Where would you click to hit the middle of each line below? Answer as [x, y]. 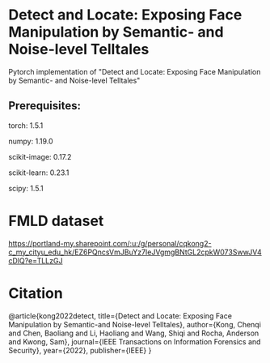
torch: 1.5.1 [26, 125]
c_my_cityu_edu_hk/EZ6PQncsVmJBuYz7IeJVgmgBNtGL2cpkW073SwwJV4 [135, 252]
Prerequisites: [44, 106]
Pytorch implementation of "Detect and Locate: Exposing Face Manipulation [135, 71]
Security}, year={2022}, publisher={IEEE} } [80, 350]
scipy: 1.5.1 [26, 188]
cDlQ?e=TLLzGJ [36, 260]
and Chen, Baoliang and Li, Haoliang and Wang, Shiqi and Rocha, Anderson [134, 333]
